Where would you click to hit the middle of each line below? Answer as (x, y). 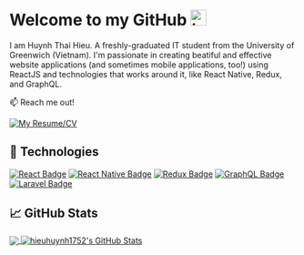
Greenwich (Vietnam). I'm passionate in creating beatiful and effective (141, 55)
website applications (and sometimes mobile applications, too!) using (139, 65)
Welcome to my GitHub (98, 20)
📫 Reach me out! (42, 102)
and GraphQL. (35, 84)
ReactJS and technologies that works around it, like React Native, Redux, (146, 74)
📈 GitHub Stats (54, 214)
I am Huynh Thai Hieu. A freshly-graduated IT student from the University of (152, 45)
